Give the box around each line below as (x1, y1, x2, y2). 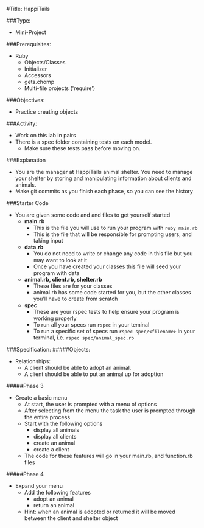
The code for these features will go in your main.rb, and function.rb (24, 453, 193, 459)
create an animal (33, 439, 76, 446)
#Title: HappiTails (6, 5, 51, 12)
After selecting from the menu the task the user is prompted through (24, 407, 196, 414)
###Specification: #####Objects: (6, 346, 90, 353)
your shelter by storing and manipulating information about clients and (15, 175, 192, 182)
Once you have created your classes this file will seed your (33, 263, 181, 270)
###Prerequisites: (6, 41, 51, 47)
